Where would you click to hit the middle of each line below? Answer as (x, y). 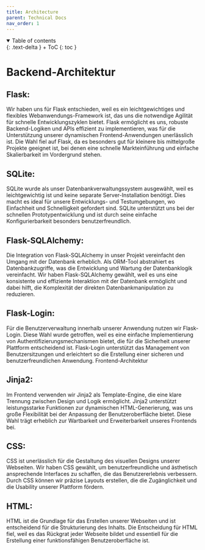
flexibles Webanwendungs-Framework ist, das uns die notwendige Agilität (100, 116)
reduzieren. (21, 294)
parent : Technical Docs (37, 18)
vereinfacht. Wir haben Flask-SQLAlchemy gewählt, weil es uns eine (92, 275)
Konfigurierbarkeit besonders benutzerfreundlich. (69, 221)
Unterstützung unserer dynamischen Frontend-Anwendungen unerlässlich (100, 135)
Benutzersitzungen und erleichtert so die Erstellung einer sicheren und (95, 354)
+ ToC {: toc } (59, 47)
